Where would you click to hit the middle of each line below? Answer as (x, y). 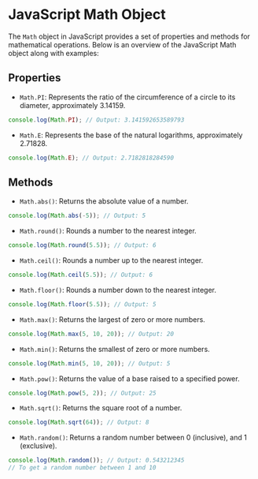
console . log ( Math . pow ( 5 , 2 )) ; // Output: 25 (82, 393)
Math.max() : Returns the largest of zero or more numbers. (112, 319)
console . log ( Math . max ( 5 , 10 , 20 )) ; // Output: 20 (91, 334)
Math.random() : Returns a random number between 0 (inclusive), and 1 (133, 438)
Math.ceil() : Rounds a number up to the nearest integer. (111, 260)
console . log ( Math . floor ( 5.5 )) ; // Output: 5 (82, 304)
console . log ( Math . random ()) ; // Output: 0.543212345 (96, 460)
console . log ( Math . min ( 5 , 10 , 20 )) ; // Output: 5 (89, 363)
